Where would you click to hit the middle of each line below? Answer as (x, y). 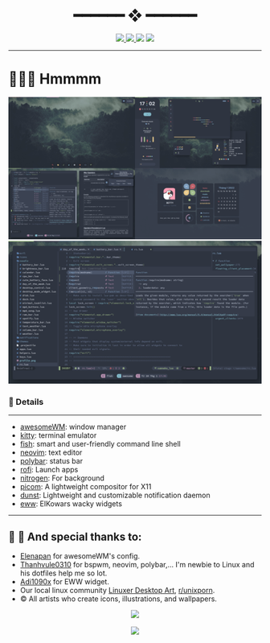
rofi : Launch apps (49, 470)
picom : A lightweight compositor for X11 (86, 487)
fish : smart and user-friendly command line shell (100, 444)
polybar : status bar (51, 461)
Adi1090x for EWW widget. (65, 581)
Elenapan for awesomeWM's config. (80, 556)
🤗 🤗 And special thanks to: (75, 536)
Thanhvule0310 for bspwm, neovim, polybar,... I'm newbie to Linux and (137, 564)
